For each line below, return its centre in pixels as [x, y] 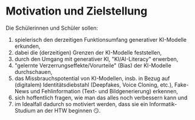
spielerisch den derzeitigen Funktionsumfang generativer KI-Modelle [101, 39]
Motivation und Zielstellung [77, 11]
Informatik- [163, 104]
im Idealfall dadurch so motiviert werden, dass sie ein [81, 104]
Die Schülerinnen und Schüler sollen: [52, 28]
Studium [25, 110]
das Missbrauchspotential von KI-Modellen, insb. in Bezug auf [92, 78]
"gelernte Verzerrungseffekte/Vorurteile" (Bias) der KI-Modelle [93, 65]
